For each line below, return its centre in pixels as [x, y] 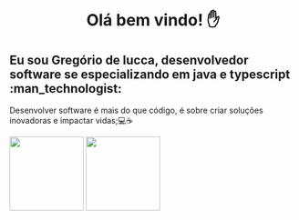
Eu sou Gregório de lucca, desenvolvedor [129, 60]
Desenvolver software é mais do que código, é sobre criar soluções [136, 110]
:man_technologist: [66, 89]
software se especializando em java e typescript [150, 74]
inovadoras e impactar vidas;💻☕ [72, 120]
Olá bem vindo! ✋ [153, 20]
